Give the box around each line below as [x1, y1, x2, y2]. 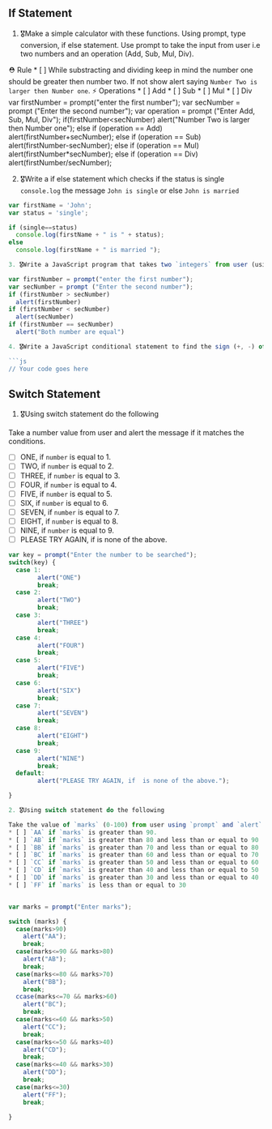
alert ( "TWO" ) [37, 596, 82, 605]
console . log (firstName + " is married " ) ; [15, 246, 161, 254]
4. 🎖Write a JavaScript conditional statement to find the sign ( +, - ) [8, 342, 256, 351]
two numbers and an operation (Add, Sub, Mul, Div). [19, 49, 194, 58]
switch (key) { [8, 558, 57, 567]
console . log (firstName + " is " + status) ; [15, 231, 164, 239]
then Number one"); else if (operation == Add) [8, 123, 164, 133]
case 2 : [15, 588, 42, 597]
